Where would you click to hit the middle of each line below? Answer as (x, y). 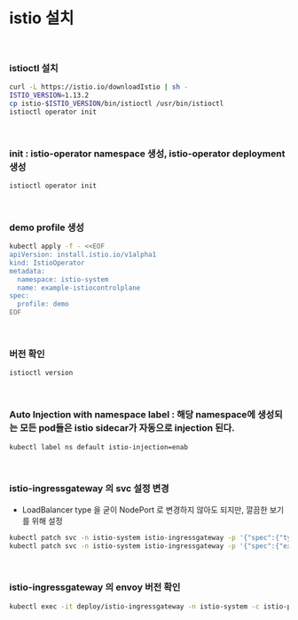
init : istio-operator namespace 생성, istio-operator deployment (147, 154)
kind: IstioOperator (47, 263)
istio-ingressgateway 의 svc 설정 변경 (90, 489)
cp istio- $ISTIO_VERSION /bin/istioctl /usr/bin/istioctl (117, 103)
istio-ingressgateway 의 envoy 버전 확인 (95, 587)
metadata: (27, 271)
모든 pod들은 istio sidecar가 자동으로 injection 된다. (127, 428)
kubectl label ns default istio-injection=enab (99, 447)
